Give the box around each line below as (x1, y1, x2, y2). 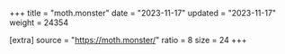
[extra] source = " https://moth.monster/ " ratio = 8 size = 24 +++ (9, 35, 247, 45)
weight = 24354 (9, 17, 69, 28)
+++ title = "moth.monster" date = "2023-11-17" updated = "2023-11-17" (9, 8, 277, 18)
